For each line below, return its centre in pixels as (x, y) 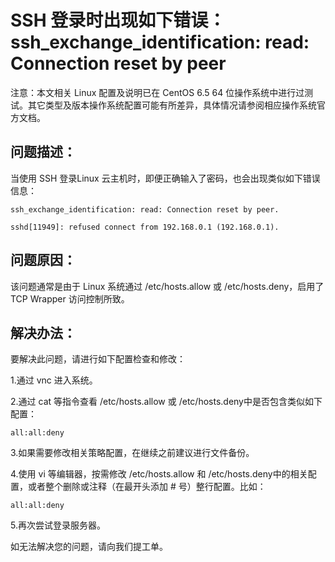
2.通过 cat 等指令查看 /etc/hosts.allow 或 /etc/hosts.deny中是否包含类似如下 (166, 402)
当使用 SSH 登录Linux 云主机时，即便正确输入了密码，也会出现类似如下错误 (165, 178)
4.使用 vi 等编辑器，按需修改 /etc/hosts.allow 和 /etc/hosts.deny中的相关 (159, 474)
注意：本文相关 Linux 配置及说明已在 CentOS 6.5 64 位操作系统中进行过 (157, 92)
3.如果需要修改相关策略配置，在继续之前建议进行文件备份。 (132, 453)
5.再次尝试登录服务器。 (58, 525)
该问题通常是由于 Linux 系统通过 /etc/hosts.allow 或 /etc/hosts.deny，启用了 (167, 286)
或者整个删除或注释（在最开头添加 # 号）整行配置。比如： (147, 487)
